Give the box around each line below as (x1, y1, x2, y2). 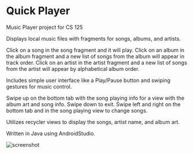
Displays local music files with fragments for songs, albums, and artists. (6, 35, 181, 42)
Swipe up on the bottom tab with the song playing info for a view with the (6, 94, 185, 101)
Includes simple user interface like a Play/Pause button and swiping (6, 77, 171, 84)
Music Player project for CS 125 (6, 24, 83, 31)
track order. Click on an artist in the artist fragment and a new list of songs (6, 59, 188, 66)
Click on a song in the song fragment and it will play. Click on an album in (6, 46, 185, 54)
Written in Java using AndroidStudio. (6, 130, 96, 137)
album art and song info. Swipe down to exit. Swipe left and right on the (6, 100, 181, 107)
